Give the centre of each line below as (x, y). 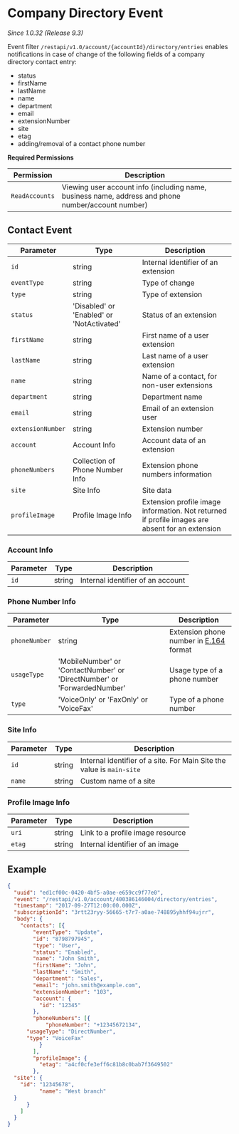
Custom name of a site (118, 781)
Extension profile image (181, 501)
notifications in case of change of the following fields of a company (106, 54)
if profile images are (175, 519)
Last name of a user (175, 355)
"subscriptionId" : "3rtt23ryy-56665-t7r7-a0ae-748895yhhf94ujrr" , (114, 912)
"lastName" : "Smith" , (65, 972)
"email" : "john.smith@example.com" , (87, 985)
